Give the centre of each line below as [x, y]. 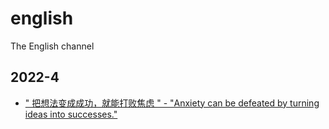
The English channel [52, 46]
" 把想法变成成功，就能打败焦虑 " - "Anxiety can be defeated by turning [172, 103]
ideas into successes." [71, 114]
